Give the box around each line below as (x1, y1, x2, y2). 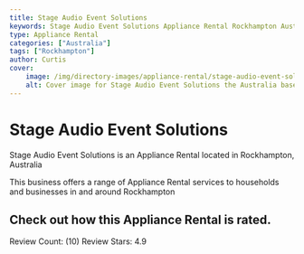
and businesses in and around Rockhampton (9, 186, 176, 197)
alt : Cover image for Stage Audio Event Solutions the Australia (25, 80, 278, 89)
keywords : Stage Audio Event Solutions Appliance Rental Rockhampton (9, 22, 278, 31)
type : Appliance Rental (9, 30, 100, 39)
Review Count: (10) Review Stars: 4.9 (9, 236, 147, 247)
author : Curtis (9, 55, 67, 64)
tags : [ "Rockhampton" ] (9, 47, 95, 56)
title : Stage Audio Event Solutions (9, 13, 147, 23)
